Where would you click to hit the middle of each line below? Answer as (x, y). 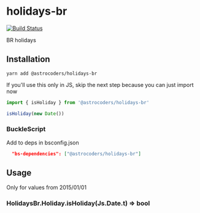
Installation (28, 59)
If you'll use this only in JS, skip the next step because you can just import (100, 84)
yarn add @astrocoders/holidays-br (52, 73)
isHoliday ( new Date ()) (35, 114)
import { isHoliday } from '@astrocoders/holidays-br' (78, 102)
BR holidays (21, 40)
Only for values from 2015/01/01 (47, 187)
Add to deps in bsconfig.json (43, 143)
